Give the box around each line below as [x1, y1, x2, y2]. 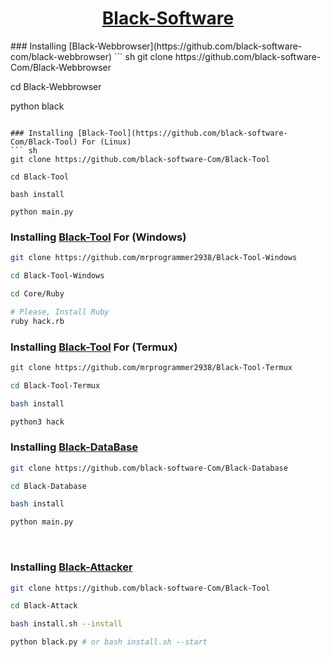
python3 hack [10, 417, 65, 427]
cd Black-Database [10, 481, 87, 491]
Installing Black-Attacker [10, 560, 133, 574]
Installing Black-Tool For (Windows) [10, 230, 187, 244]
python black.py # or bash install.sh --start [10, 637, 208, 647]
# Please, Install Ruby [10, 307, 110, 317]
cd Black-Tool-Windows [10, 271, 105, 281]
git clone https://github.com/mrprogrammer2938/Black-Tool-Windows [10, 253, 298, 263]
